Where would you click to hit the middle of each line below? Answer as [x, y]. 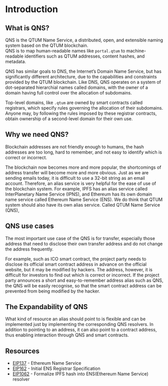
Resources [22, 351]
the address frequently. [29, 249]
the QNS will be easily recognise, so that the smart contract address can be [83, 285]
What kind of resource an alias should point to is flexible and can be [75, 319]
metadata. [16, 61]
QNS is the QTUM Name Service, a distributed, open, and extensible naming [84, 40]
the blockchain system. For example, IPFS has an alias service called [76, 188]
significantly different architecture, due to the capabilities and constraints [81, 77]
